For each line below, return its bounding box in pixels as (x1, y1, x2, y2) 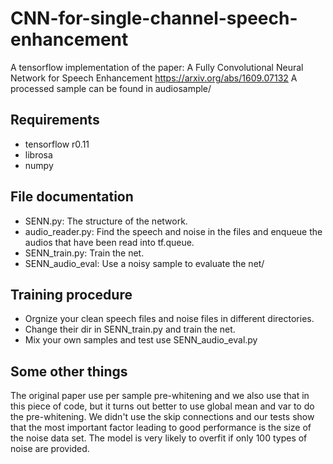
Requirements (10, 112, 100, 129)
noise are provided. (10, 443, 90, 455)
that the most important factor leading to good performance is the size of (10, 422, 312, 434)
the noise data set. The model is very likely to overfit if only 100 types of (10, 432, 308, 444)
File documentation (10, 188, 134, 206)
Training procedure (10, 286, 133, 303)
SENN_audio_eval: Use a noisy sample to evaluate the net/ (24, 257, 265, 269)
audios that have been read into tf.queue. (24, 236, 195, 248)
